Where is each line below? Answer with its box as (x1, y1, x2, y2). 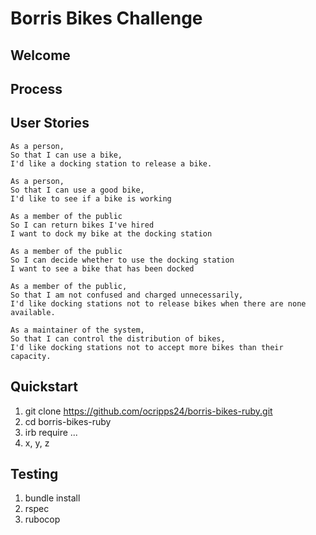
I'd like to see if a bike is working (10, 193, 172, 204)
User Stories (10, 115, 90, 132)
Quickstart (10, 378, 79, 396)
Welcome (10, 47, 71, 64)
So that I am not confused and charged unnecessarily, (10, 290, 244, 300)
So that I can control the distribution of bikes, (10, 333, 226, 344)
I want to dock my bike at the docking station (10, 228, 213, 239)
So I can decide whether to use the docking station (10, 255, 235, 265)
